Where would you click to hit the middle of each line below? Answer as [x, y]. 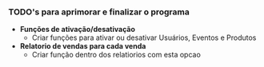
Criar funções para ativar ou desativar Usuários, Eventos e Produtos [144, 37]
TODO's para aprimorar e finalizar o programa [99, 12]
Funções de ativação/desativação [78, 30]
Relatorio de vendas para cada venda [83, 46]
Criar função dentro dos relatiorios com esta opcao [116, 55]
